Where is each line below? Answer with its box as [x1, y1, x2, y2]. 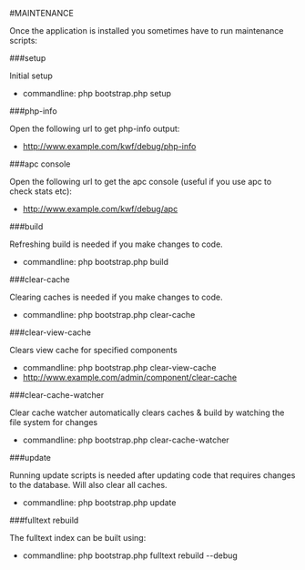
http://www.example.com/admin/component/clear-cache [22, 372, 238, 382]
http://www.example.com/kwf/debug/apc [22, 204, 178, 214]
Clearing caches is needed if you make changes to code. [9, 291, 223, 302]
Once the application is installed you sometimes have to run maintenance [9, 25, 284, 36]
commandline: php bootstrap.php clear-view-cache [22, 362, 217, 372]
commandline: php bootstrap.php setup [22, 88, 171, 98]
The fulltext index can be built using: [9, 533, 147, 543]
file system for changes [9, 417, 98, 427]
